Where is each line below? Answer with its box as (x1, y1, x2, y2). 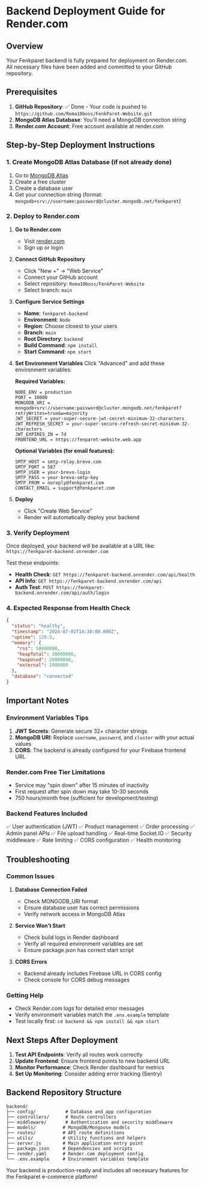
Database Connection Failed (14, 885, 88, 893)
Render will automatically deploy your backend (23, 513, 140, 521)
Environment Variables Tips (6, 714, 89, 722)
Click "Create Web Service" (23, 507, 92, 515)
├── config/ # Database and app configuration (6, 1108, 152, 1114)
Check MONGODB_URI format (23, 897, 98, 905)
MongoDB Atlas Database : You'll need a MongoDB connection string (14, 116, 187, 123)
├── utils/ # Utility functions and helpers (6, 1135, 146, 1141)
